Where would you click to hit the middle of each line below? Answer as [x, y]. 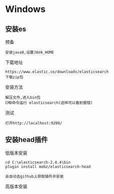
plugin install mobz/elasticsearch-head [48, 166]
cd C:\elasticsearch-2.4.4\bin [38, 162]
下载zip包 [14, 77]
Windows [25, 9]
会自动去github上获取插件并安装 [34, 176]
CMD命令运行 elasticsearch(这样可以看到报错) [49, 103]
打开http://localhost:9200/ [34, 123]
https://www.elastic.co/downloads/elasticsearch [57, 72]
